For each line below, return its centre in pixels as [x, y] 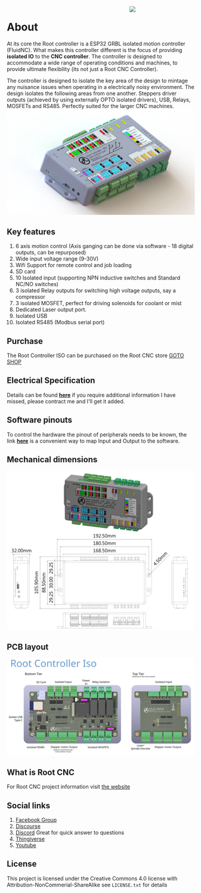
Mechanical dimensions [52, 460]
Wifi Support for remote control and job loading [73, 265]
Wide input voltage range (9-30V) [57, 259]
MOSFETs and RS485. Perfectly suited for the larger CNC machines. [91, 106]
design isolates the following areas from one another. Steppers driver [92, 93]
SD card [25, 272]
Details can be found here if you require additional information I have [91, 395]
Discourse [28, 826]
